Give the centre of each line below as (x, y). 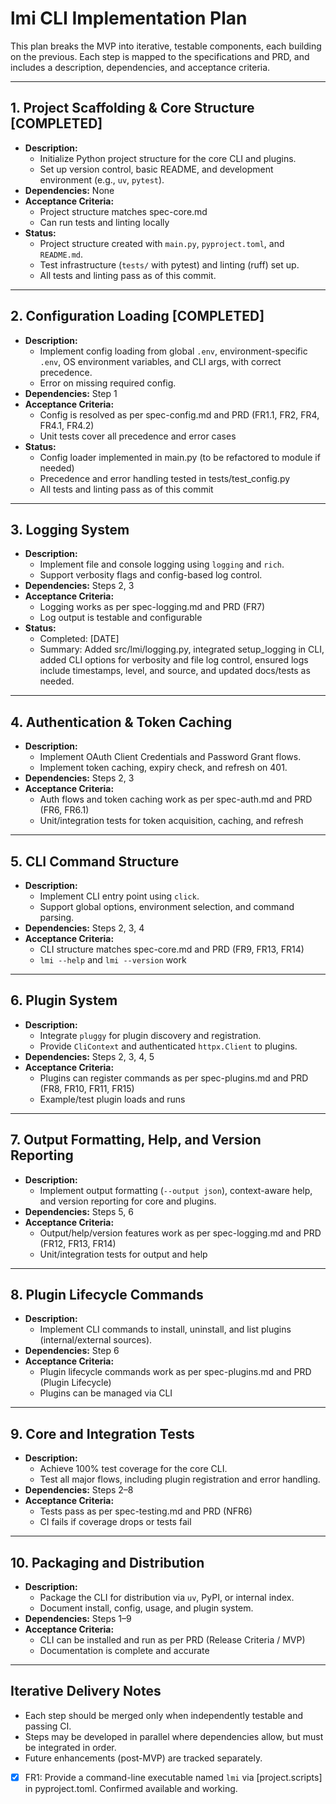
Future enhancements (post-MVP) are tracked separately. (143, 1758)
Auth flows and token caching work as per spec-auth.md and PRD (176, 799)
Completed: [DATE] (79, 639)
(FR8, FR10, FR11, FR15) (87, 1088)
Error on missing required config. (108, 383)
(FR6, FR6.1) (64, 810)
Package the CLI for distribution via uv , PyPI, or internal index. (167, 1598)
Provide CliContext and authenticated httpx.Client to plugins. (168, 1046)
